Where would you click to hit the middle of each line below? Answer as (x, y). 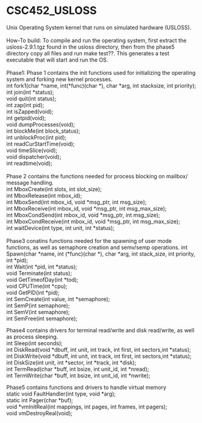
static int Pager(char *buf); (40, 400)
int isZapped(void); (30, 111)
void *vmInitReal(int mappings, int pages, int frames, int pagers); (87, 407)
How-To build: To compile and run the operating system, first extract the (96, 40)
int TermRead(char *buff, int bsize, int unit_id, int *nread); (78, 369)
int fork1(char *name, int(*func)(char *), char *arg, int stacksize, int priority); (101, 85)
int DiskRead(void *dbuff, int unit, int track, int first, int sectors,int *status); (99, 349)
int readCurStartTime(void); (41, 144)
